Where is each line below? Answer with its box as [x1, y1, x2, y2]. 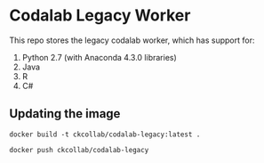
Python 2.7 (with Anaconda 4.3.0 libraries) [21, 52, 178, 62]
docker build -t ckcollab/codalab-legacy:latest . [9, 130, 201, 139]
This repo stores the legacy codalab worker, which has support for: [9, 35, 255, 45]
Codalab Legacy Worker [9, 5, 191, 26]
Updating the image [9, 106, 121, 121]
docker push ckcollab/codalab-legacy [9, 145, 149, 154]
